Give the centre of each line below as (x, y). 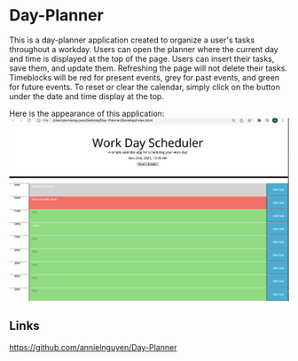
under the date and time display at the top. (86, 96)
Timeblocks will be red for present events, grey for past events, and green (145, 77)
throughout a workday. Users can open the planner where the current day (144, 49)
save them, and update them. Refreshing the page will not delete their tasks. (149, 68)
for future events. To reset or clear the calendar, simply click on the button (145, 87)
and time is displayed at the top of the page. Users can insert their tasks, (142, 58)
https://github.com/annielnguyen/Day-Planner (93, 347)
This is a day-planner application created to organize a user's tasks (132, 40)
